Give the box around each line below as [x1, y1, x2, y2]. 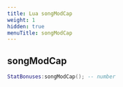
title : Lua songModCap [7, 10, 73, 17]
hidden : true [7, 23, 45, 30]
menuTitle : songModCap [7, 29, 73, 37]
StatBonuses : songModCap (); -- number [7, 73, 116, 80]
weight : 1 [7, 17, 36, 23]
